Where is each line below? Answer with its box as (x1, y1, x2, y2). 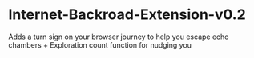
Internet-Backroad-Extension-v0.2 (8, 6, 246, 24)
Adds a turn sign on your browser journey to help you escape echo (8, 32, 230, 41)
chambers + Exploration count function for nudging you (8, 40, 192, 49)
